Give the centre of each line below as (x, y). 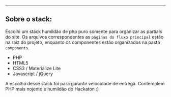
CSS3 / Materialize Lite (37, 68)
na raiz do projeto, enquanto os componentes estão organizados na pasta (83, 42)
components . (17, 47)
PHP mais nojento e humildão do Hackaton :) (52, 89)
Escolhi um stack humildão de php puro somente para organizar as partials (84, 31)
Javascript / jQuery (33, 74)
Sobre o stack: (29, 19)
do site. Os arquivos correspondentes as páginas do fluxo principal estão (84, 37)
